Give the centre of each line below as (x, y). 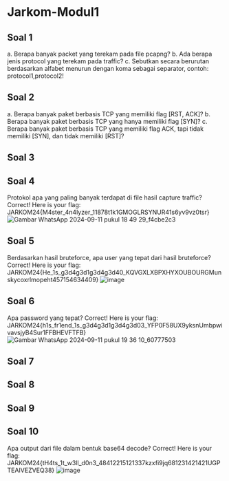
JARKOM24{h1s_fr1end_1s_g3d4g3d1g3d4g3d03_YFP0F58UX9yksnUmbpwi (115, 325)
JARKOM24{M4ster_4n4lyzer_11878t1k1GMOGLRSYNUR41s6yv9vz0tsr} (108, 212)
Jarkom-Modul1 (53, 12)
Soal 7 (21, 362)
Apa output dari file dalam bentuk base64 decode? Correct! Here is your (109, 448)
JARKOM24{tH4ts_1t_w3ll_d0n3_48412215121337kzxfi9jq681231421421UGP (114, 462)
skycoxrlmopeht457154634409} (53, 279)
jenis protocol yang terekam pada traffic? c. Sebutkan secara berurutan (108, 61)
